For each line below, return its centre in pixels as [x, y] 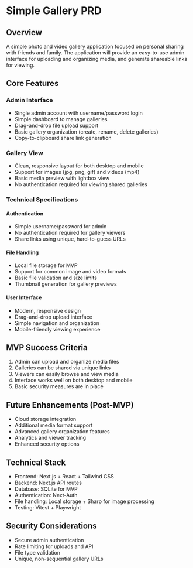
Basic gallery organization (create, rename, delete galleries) [87, 131]
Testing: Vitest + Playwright [48, 507]
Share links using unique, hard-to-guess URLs [70, 239]
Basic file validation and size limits [56, 278]
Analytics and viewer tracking [50, 438]
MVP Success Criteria [47, 348]
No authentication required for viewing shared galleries [81, 184]
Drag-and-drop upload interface [53, 317]
